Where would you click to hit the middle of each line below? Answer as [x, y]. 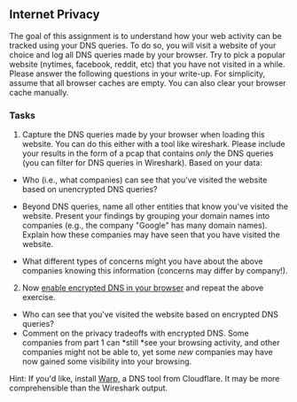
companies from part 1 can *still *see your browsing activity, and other [151, 343]
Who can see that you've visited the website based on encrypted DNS [150, 314]
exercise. [39, 298]
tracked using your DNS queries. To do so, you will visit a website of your [143, 45]
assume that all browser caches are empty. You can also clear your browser [148, 82]
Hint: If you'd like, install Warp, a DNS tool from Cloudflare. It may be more [145, 379]
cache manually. [39, 92]
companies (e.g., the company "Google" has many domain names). [145, 226]
